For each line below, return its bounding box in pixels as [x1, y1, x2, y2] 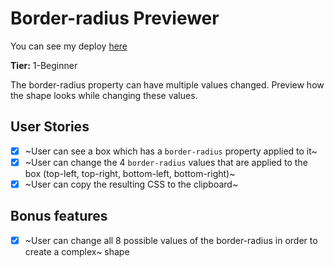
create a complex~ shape [24, 245, 130, 257]
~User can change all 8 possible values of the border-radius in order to [24, 234, 318, 246]
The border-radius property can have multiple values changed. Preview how [10, 78, 325, 91]
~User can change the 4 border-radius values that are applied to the [24, 156, 308, 168]
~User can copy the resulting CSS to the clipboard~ [24, 178, 239, 190]
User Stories [10, 118, 90, 136]
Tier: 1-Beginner [10, 59, 78, 71]
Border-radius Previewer [10, 7, 220, 30]
